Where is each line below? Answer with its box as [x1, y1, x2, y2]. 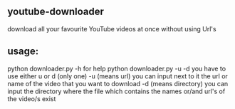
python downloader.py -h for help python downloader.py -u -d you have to [7, 64, 226, 73]
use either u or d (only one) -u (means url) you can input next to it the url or [7, 71, 228, 81]
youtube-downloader [7, 6, 105, 18]
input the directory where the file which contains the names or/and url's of [7, 87, 226, 95]
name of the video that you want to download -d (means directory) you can [7, 79, 229, 88]
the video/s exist [7, 94, 56, 103]
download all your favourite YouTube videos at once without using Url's [7, 24, 216, 33]
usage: [7, 46, 39, 58]
